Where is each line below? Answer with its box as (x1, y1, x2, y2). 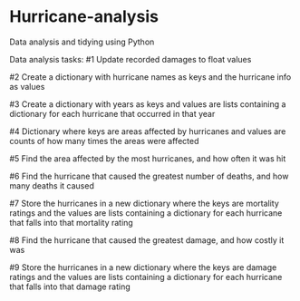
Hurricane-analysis (9, 6, 159, 27)
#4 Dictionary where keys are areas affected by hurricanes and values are (9, 125, 286, 137)
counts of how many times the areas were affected (9, 135, 199, 146)
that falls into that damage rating (9, 281, 131, 292)
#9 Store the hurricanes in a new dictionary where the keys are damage (9, 261, 277, 273)
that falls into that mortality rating (9, 217, 133, 228)
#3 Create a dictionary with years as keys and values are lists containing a (9, 98, 286, 110)
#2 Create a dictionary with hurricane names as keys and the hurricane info (9, 71, 292, 83)
